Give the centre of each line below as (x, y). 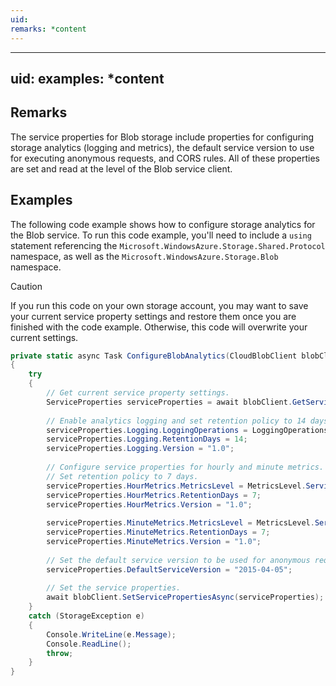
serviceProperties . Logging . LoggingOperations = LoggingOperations (187, 430)
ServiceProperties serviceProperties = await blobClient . (169, 402)
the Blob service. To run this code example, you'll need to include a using (161, 235)
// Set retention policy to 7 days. (122, 476)
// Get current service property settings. (138, 393)
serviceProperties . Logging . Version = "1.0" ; (140, 449)
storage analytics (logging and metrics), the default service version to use (162, 147)
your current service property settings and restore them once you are (153, 316)
